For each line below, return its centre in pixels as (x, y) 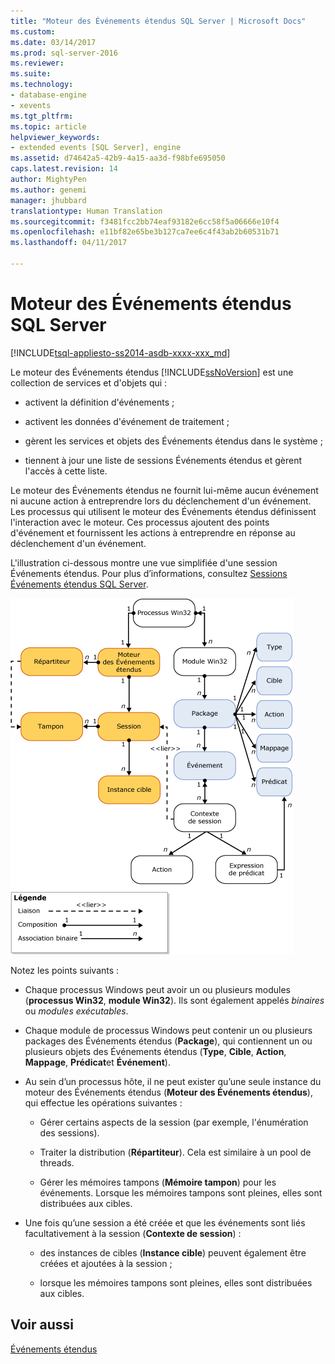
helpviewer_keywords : (55, 137)
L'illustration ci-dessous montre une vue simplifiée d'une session (144, 562)
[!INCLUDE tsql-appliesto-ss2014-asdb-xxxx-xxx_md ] (120, 352)
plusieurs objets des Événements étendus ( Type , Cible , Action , (155, 1051)
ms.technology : (42, 85)
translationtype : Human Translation (86, 211)
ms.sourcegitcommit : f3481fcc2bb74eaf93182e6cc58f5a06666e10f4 (145, 221)
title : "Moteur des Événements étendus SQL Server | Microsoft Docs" (158, 21)
